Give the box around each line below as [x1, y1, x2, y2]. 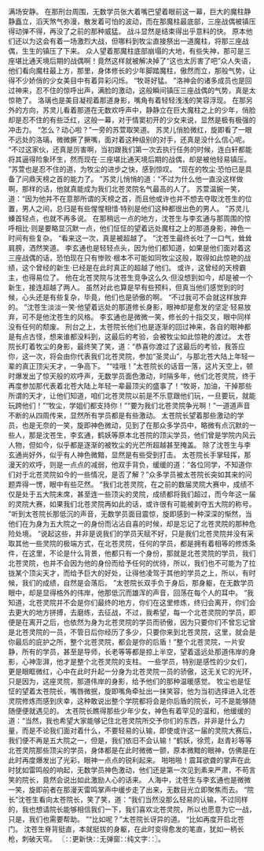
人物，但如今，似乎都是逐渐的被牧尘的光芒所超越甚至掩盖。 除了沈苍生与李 [8, 440, 251, 449]
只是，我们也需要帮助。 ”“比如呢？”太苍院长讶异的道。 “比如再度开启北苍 [8, 815, 245, 823]
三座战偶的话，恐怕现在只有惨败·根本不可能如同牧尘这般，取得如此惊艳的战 [8, 253, 251, 262]
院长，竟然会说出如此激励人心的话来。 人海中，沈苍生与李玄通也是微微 [21, 775, 251, 784]
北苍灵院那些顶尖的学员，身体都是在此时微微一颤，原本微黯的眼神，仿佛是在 [8, 745, 256, 755]
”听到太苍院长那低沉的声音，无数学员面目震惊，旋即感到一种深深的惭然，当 [8, 509, 253, 518]
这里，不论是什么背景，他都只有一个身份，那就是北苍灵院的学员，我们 [28, 548, 256, 558]
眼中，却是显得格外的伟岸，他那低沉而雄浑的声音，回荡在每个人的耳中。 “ [8, 588, 247, 597]
